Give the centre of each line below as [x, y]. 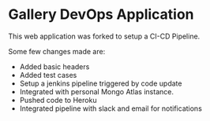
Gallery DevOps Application [101, 15]
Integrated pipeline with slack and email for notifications [111, 108]
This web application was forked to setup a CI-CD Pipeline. [104, 36]
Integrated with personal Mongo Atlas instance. [96, 91]
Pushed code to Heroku [58, 100]
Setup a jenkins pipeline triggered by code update [101, 83]
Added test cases [48, 75]
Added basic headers [54, 66]
